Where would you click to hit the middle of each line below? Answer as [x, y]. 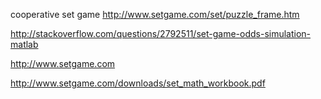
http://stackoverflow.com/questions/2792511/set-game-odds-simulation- [161, 33]
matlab [24, 44]
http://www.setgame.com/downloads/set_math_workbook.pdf [138, 83]
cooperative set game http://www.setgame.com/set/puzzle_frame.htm [155, 14]
